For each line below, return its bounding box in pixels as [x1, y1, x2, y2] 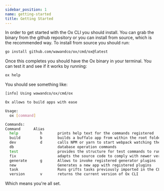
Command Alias [5, 126, 45, 132]
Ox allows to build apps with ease [5, 100, 78, 105]
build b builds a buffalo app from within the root [9, 135, 147, 140]
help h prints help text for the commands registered [9, 131, 154, 136]
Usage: [5, 108, 19, 114]
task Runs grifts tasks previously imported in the [9, 167, 154, 172]
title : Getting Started [5, 16, 54, 21]
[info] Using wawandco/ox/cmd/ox [5, 91, 73, 96]
